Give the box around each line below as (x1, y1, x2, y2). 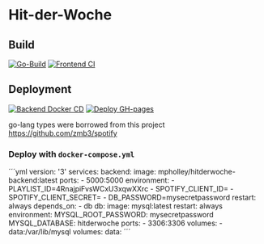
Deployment (8, 82, 72, 96)
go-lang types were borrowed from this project (8, 120, 165, 129)
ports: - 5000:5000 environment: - (59, 175, 175, 185)
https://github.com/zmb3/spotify (8, 128, 117, 138)
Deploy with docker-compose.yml (8, 148, 135, 159)
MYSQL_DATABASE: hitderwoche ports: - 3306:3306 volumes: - (8, 218, 223, 228)
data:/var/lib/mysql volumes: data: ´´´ (8, 227, 131, 237)
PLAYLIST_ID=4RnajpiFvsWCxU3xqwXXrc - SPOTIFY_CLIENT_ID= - (8, 184, 234, 194)
